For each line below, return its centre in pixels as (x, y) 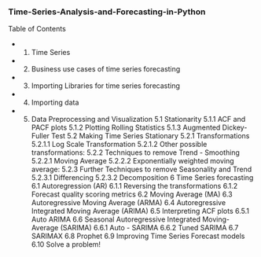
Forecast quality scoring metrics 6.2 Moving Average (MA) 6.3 (132, 194)
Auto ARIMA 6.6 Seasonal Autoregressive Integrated (116, 219)
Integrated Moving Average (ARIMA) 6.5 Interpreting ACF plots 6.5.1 (140, 211)
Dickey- (235, 127)
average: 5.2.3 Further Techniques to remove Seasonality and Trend (142, 169)
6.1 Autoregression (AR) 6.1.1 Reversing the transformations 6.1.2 (134, 186)
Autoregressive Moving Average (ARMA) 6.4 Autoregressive (129, 203)
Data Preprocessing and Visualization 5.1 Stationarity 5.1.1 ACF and (138, 119)
